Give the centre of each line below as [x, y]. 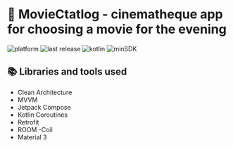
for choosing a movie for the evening [117, 29]
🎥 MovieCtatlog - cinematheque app [115, 14]
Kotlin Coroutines [43, 115]
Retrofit [28, 122]
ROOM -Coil [35, 129]
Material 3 [32, 137]
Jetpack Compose [44, 107]
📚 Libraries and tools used [67, 72]
